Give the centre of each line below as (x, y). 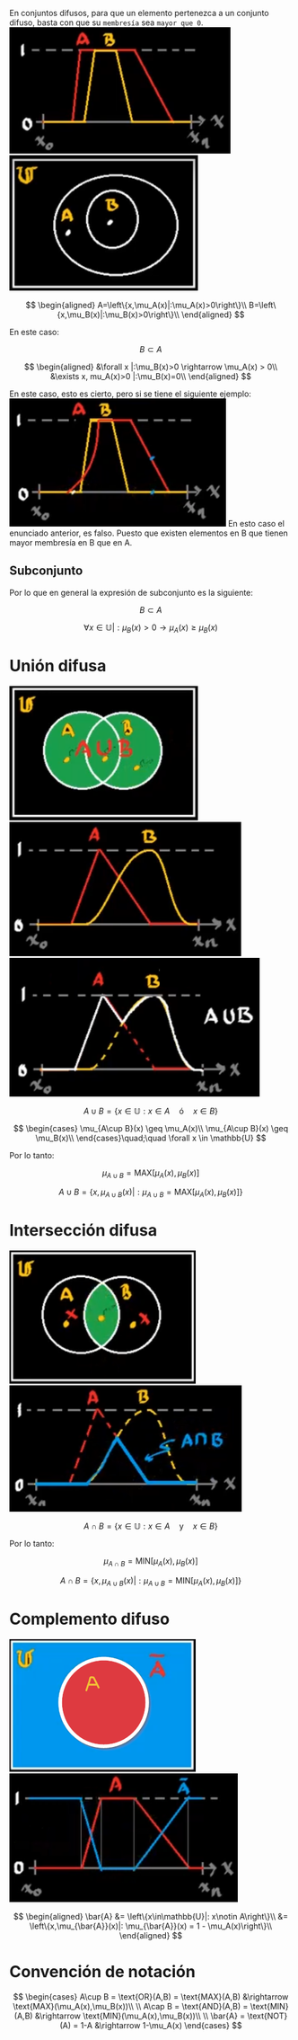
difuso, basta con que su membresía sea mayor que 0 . (106, 22)
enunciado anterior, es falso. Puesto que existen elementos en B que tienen (149, 533)
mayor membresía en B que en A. (71, 542)
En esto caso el (256, 523)
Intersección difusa (83, 1231)
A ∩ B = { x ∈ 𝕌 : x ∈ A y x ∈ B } (151, 1526)
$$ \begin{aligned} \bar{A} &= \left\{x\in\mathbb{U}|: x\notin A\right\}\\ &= (151, 1916)
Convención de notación (102, 1971)
